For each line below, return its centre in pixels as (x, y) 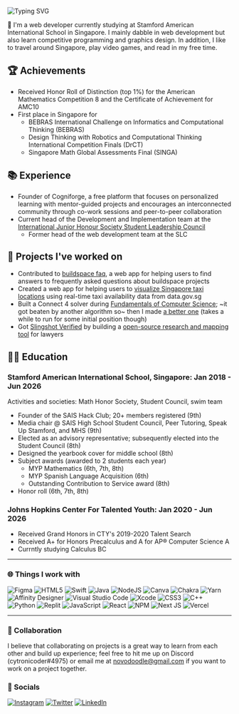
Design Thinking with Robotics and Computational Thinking (115, 137)
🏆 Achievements (47, 71)
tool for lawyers (41, 335)
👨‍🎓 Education (38, 357)
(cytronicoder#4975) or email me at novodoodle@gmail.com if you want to (117, 661)
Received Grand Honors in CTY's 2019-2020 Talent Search (104, 534)
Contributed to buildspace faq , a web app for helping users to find (115, 274)
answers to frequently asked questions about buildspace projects (113, 281)
